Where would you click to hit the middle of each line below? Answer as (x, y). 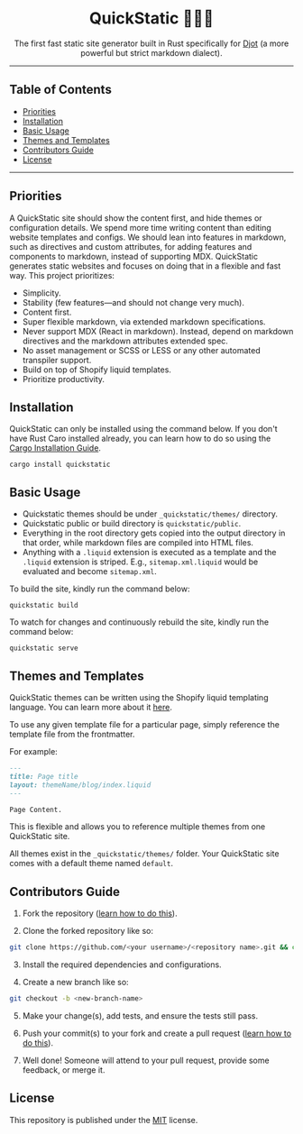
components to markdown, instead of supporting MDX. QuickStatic (134, 256)
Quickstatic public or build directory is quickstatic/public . (132, 524)
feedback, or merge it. (64, 1070)
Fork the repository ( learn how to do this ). (100, 913)
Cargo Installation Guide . (55, 448)
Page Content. (36, 809)
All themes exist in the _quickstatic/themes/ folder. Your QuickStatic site (144, 854)
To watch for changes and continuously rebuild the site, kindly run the (139, 622)
